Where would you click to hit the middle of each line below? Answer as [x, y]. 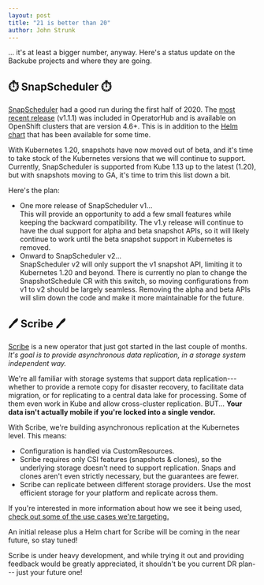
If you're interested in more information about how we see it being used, [125, 508]
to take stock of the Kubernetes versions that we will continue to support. [127, 158]
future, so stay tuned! [43, 540]
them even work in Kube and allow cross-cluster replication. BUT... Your [125, 404]
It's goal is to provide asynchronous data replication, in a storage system [127, 355]
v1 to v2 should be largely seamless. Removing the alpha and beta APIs [135, 289]
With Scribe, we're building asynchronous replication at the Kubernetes [124, 427]
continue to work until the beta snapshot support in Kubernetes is [126, 239]
